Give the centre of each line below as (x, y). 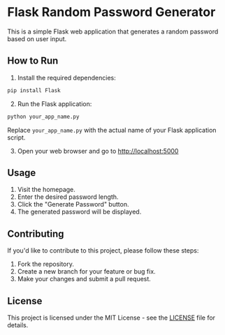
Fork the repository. (46, 264)
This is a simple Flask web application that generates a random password (113, 31)
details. (18, 325)
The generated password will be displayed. (79, 212)
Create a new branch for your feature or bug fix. (86, 271)
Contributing (36, 233)
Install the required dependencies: (67, 77)
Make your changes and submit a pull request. (84, 279)
